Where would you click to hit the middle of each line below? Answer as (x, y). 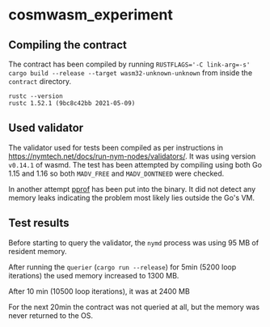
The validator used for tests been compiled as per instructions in (116, 147)
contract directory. (40, 81)
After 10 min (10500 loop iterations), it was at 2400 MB (99, 291)
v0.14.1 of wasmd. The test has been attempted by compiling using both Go (135, 164)
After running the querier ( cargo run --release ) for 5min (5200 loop (122, 267)
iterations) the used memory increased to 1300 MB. (94, 275)
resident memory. (38, 251)
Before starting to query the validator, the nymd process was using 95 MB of (134, 242)
